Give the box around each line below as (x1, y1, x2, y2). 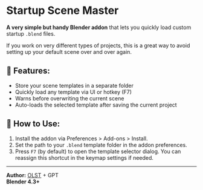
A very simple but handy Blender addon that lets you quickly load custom (6, 24, 192, 31)
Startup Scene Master (6, 4, 119, 18)
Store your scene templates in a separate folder (14, 82, 134, 89)
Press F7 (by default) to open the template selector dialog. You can (14, 148, 181, 155)
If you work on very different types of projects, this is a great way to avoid (6, 42, 190, 49)
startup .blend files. (6, 30, 56, 37)
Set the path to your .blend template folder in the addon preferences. (14, 141, 187, 148)
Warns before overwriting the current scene (14, 94, 124, 102)
